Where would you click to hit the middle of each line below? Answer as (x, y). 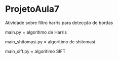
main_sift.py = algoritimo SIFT (35, 51)
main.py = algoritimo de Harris (36, 32)
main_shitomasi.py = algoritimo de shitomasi (50, 42)
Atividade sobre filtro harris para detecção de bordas (59, 23)
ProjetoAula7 (32, 9)
